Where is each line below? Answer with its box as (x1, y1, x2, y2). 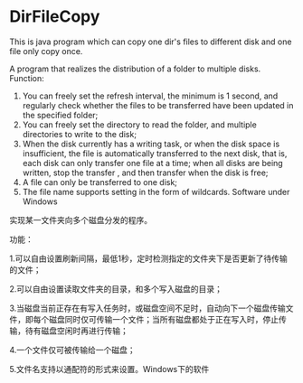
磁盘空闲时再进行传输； (40, 325, 128, 336)
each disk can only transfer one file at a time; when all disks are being (22, 157, 283, 168)
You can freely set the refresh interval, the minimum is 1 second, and (22, 90, 279, 101)
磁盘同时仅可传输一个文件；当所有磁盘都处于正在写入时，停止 (48, 313, 279, 324)
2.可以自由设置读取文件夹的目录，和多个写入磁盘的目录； (9, 283, 223, 294)
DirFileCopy (9, 6, 100, 27)
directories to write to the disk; (22, 128, 137, 139)
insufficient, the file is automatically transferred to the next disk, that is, (22, 147, 288, 159)
